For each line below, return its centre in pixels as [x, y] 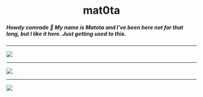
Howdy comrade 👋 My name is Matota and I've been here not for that [95, 27]
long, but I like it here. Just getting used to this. [66, 34]
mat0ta [101, 10]
